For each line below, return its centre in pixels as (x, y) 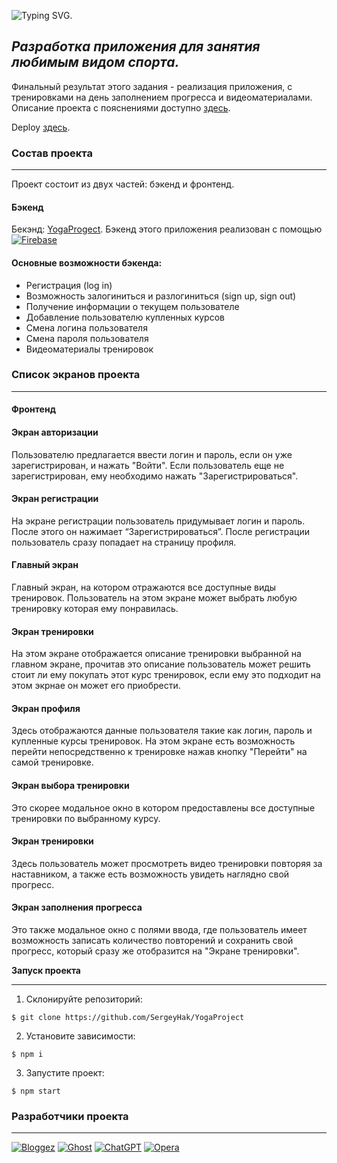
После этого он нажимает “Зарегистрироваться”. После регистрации (161, 531)
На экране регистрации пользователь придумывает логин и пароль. (158, 521)
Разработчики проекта (70, 1116)
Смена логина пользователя (86, 327)
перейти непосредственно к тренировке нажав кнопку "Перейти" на (159, 752)
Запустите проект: (65, 1073)
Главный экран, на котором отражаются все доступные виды (144, 587)
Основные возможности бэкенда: (87, 262)
